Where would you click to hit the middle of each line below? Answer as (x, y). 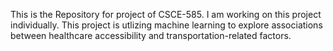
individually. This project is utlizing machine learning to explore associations (166, 25)
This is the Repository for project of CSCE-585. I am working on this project (166, 14)
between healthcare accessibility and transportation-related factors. (151, 35)
